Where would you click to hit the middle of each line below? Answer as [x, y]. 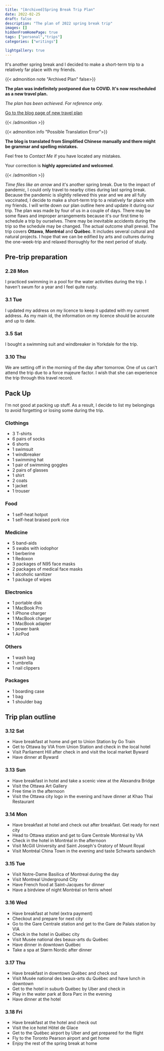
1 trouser [21, 491]
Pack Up [18, 393]
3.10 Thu [15, 357]
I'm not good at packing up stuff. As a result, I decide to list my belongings [80, 405]
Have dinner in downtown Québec [47, 945]
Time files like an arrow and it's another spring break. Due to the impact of [80, 184]
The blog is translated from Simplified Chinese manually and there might [80, 141]
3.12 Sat [15, 731]
